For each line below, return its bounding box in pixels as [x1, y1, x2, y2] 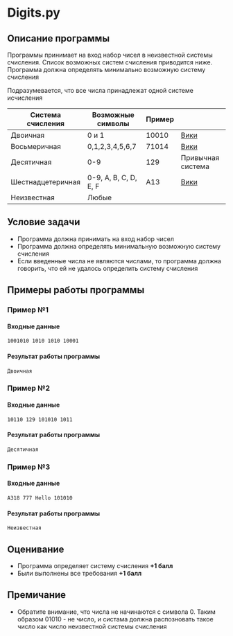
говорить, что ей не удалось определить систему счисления [17, 264, 198, 272]
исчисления [7, 94, 43, 102]
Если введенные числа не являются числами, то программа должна [17, 256, 222, 265]
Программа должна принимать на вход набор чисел [17, 234, 175, 243]
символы [96, 119, 130, 128]
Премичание [7, 589, 67, 601]
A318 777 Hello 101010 [7, 494, 73, 502]
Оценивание [7, 543, 64, 555]
